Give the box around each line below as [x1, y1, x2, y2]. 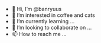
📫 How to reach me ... [11, 31, 67, 37]
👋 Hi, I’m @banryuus [11, 6, 62, 12]
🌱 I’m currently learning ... [11, 18, 75, 24]
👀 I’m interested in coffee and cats [11, 12, 96, 19]
